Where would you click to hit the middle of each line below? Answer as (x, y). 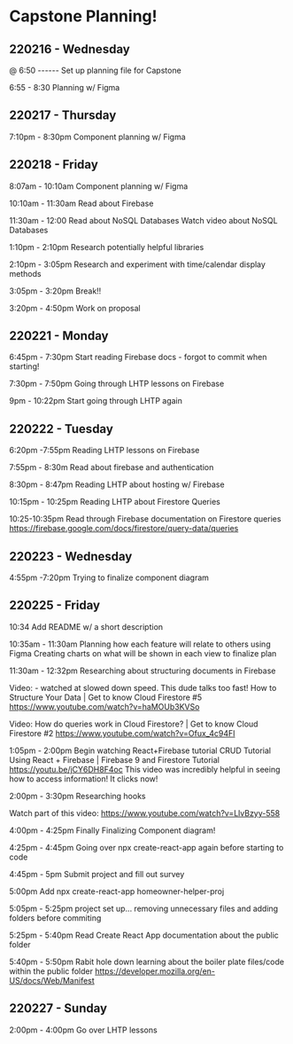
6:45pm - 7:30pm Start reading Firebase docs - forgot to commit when (138, 357)
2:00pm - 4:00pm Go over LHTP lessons (83, 1030)
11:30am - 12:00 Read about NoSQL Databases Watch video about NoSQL (143, 220)
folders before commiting (55, 918)
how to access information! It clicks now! (84, 779)
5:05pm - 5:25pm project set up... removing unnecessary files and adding (144, 908)
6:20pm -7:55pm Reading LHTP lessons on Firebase (104, 451)
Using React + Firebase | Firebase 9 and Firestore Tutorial (114, 759)
